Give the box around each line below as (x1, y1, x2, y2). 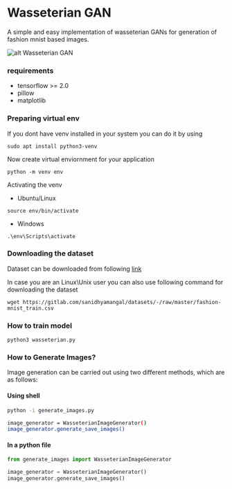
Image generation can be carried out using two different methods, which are (7, 368, 225, 377)
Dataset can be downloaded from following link (7, 265, 142, 273)
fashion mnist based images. (7, 35, 89, 43)
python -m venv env (7, 168, 64, 175)
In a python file (7, 441, 51, 449)
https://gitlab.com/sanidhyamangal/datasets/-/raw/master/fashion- (22, 299, 222, 305)
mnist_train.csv (7, 305, 54, 312)
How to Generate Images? (7, 353, 96, 362)
